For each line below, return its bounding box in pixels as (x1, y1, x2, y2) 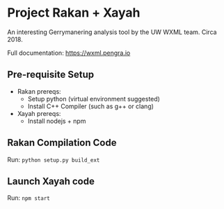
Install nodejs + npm (27, 117, 86, 125)
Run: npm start (7, 194, 50, 202)
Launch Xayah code (7, 175, 95, 187)
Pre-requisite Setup (7, 69, 95, 81)
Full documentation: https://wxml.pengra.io (7, 49, 131, 57)
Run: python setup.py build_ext (7, 155, 100, 164)
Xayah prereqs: (17, 109, 61, 117)
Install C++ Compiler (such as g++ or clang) (27, 102, 154, 110)
